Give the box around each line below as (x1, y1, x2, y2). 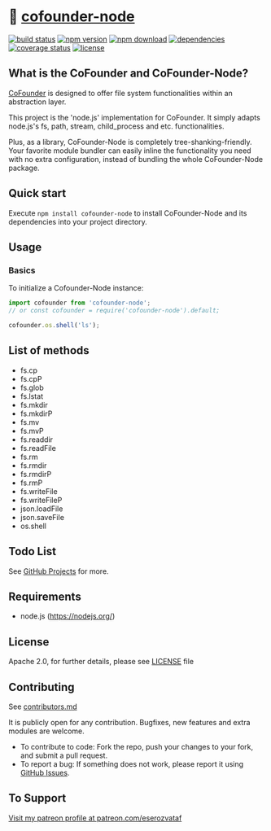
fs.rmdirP (20, 469, 52, 479)
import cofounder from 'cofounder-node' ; (8, 299, 151, 308)
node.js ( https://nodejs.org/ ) (20, 611, 116, 621)
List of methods (8, 343, 90, 357)
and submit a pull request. (20, 750, 108, 760)
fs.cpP (20, 374, 42, 383)
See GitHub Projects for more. (8, 566, 109, 576)
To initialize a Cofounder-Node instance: (8, 283, 144, 293)
